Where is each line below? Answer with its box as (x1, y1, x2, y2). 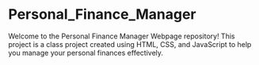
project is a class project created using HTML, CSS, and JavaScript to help (8, 39, 252, 49)
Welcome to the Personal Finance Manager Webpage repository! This (8, 31, 235, 41)
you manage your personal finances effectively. (8, 48, 164, 57)
